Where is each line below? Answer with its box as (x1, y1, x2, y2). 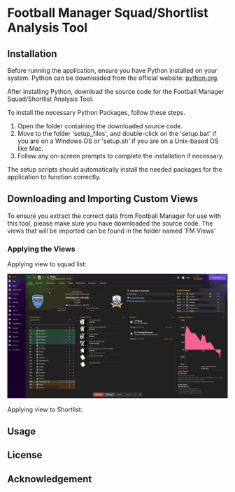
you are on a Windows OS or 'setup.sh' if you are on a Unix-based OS (17, 137, 219, 145)
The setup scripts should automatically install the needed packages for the (7, 165, 222, 173)
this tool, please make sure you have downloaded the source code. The (7, 219, 213, 227)
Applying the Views (7, 244, 76, 254)
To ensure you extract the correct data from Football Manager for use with (7, 212, 222, 220)
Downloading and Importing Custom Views (7, 193, 199, 205)
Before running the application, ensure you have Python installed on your (7, 67, 218, 74)
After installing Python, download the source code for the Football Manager (7, 88, 225, 95)
